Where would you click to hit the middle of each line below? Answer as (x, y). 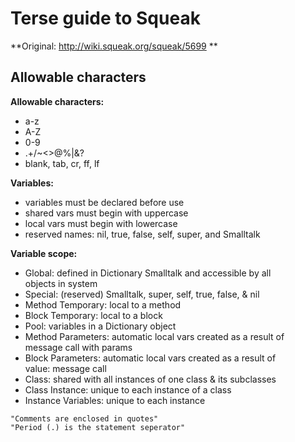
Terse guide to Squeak (105, 18)
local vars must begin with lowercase (101, 223)
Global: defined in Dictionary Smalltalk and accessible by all (148, 273)
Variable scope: (44, 253)
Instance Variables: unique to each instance (115, 400)
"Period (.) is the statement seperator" (98, 427)
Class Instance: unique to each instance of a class (128, 389)
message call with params (78, 347)
